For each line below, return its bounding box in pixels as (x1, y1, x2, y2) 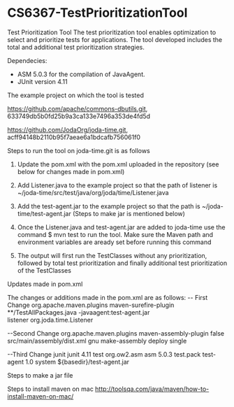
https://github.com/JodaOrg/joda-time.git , (7, 125, 128, 134)
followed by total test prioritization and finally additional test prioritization (17, 259, 228, 267)
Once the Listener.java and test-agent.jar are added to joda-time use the (17, 222, 226, 231)
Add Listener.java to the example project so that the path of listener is (17, 180, 218, 190)
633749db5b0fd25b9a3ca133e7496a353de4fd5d (7, 112, 151, 120)
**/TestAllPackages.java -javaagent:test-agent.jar (7, 308, 150, 316)
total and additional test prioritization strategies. (7, 43, 145, 51)
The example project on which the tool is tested (7, 91, 145, 99)
